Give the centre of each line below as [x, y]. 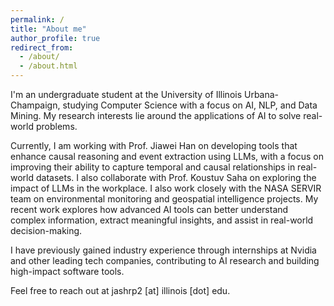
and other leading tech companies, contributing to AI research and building [165, 260]
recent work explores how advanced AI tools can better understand [149, 209]
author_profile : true [55, 38]
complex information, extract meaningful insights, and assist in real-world [162, 220]
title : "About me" [48, 29]
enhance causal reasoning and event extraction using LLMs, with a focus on [167, 156]
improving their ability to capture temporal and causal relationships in [153, 167]
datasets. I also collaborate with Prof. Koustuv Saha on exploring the [176, 177]
